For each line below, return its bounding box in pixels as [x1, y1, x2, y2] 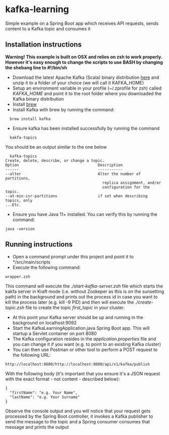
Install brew [12, 101, 37, 107]
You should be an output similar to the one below [5, 144, 107, 150]
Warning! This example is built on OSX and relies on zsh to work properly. [5, 54, 162, 60]
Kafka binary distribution [12, 96, 64, 102]
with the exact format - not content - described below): [5, 376, 120, 382]
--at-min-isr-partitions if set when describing [5, 193, 148, 198]
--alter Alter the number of [5, 171, 141, 177]
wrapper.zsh [5, 274, 30, 279]
